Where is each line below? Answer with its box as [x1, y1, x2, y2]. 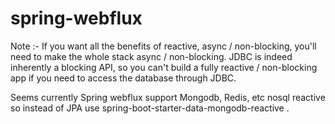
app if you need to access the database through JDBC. [10, 72, 237, 84]
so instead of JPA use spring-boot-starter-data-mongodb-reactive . [10, 102, 290, 114]
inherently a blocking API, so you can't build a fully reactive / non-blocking [10, 61, 318, 73]
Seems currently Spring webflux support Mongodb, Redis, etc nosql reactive [10, 91, 326, 103]
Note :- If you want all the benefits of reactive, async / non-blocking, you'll [10, 40, 317, 52]
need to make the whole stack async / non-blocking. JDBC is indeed [10, 50, 293, 62]
